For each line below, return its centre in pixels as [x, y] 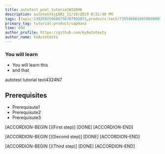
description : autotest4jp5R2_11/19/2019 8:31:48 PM [59, 14]
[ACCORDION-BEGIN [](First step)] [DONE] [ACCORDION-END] [69, 127]
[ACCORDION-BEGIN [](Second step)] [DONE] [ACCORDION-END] [72, 136]
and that [21, 70]
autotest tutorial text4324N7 [34, 80]
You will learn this [30, 65]
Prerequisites [26, 95]
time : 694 [15, 28]
